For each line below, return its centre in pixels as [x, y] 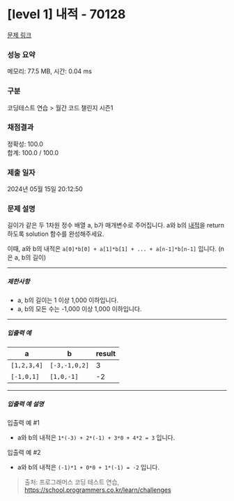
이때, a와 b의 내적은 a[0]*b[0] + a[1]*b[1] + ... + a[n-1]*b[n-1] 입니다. [112, 249]
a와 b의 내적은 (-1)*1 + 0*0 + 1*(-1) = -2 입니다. [88, 468]
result [106, 354]
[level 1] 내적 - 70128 [67, 14]
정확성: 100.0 [25, 144]
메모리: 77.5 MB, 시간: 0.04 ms [50, 71]
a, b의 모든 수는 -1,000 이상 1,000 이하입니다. [79, 309]
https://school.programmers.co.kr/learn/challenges [98, 490]
